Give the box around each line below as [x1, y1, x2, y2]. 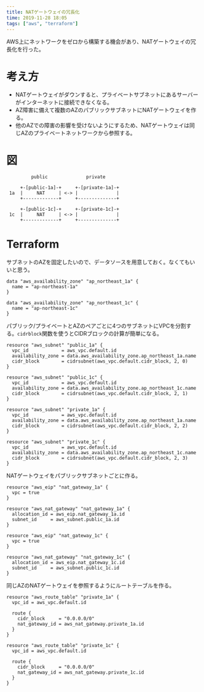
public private [31, 174, 106, 180]
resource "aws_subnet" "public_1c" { [6, 374, 103, 381]
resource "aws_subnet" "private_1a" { [6, 407, 106, 413]
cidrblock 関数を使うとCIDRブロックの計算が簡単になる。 [17, 330, 163, 337]
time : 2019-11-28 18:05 [6, 15, 68, 21]
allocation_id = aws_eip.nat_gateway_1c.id [12, 560, 125, 566]
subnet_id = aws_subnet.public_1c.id [12, 565, 120, 572]
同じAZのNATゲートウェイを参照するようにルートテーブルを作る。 [6, 582, 175, 589]
